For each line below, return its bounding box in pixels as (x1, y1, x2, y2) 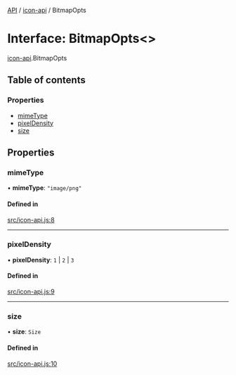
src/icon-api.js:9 (7, 288, 55, 296)
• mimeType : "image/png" (7, 184, 82, 192)
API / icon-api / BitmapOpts (7, 6, 86, 14)
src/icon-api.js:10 (7, 359, 58, 368)
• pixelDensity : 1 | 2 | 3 (7, 255, 74, 264)
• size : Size (7, 327, 41, 336)
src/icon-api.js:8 (7, 215, 55, 224)
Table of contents (7, 74, 86, 87)
